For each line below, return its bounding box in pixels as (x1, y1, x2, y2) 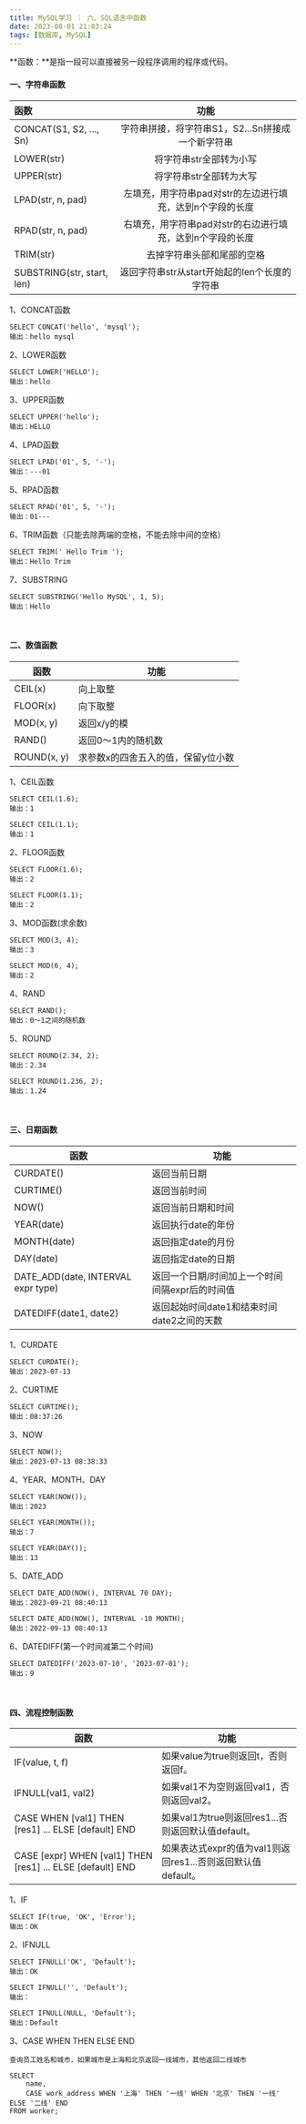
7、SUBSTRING (9, 574, 68, 585)
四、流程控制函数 (9, 1707, 74, 1718)
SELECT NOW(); (9, 1447, 64, 1456)
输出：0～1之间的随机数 (9, 1016, 87, 1025)
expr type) (14, 1282, 59, 1294)
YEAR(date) (14, 1218, 65, 1230)
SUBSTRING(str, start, (14, 266, 108, 279)
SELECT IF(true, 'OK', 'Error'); (9, 1913, 137, 1922)
